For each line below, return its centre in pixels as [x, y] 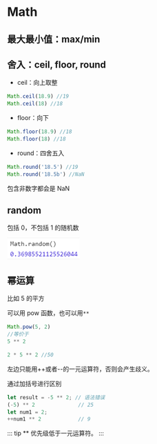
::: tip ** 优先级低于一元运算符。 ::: [56, 433]
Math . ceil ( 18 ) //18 [35, 104]
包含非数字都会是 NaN [39, 188]
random [24, 211]
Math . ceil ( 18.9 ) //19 [38, 97]
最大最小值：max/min [54, 39]
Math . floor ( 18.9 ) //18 [40, 132]
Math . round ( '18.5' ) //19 [43, 167]
